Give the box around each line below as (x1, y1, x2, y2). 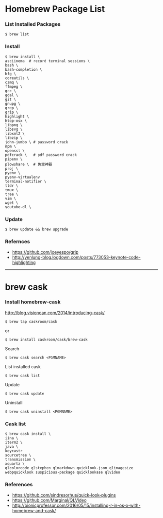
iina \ (5, 436, 18, 441)
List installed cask (5, 363, 41, 369)
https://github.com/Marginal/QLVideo (12, 498, 87, 503)
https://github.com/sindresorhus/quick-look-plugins (12, 492, 116, 498)
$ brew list (5, 32, 29, 37)
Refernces (5, 238, 30, 245)
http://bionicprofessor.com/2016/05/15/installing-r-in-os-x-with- (12, 502, 141, 508)
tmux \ (5, 187, 18, 192)
